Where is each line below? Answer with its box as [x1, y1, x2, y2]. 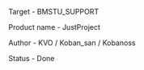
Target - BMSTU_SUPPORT [8, 7, 100, 16]
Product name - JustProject [8, 23, 101, 31]
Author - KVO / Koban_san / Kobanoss [8, 38, 136, 47]
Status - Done [8, 54, 55, 63]
